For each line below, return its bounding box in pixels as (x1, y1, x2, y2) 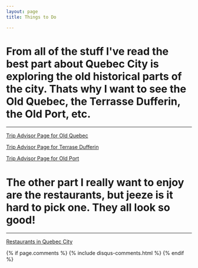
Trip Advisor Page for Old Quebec (6, 132, 88, 139)
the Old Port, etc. (6, 107, 91, 121)
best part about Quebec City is (6, 57, 159, 71)
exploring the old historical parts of (6, 70, 182, 83)
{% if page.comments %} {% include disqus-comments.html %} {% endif (6, 250, 184, 257)
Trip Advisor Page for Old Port (6, 155, 80, 162)
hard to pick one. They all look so (6, 201, 170, 214)
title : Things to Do (6, 14, 57, 20)
